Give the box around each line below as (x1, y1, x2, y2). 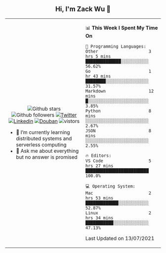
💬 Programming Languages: (85, 43, 147, 49)
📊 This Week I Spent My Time (85, 24, 158, 31)
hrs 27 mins (85, 163, 114, 169)
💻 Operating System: (85, 183, 136, 189)
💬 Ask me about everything (16, 147, 79, 154)
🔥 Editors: (85, 152, 112, 158)
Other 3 (85, 48, 152, 54)
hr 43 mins (85, 73, 111, 79)
